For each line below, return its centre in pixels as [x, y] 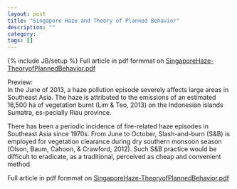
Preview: [20, 82]
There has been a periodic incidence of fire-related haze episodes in [108, 126]
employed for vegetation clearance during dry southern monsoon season [115, 142]
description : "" [31, 27]
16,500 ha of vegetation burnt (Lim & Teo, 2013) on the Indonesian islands [115, 105]
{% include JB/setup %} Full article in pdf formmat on [86, 61]
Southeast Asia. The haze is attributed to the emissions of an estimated [112, 98]
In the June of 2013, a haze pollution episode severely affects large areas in [118, 90]
